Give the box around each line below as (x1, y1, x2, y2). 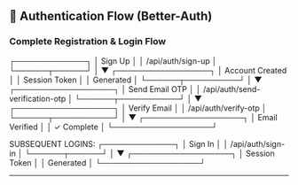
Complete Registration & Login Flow (9, 35, 167, 48)
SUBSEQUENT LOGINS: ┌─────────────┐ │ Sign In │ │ (9, 138, 229, 149)
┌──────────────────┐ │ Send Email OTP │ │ (9, 83, 201, 94)
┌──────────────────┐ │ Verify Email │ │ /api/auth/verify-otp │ (9, 103, 268, 113)
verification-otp (9, 93, 67, 104)
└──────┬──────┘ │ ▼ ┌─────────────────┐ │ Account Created (9, 65, 287, 75)
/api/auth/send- (202, 83, 261, 94)
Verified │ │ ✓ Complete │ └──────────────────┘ (9, 121, 218, 132)
